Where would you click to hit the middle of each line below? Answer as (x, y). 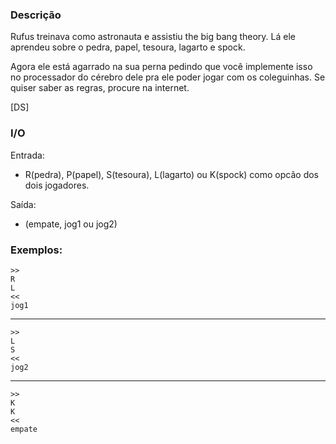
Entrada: (27, 155)
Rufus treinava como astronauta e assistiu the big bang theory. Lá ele (153, 37)
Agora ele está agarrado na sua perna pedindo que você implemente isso (161, 67)
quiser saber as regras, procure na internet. (100, 88)
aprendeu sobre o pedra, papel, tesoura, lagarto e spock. (128, 47)
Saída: (23, 204)
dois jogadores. (57, 185)
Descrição (36, 15)
